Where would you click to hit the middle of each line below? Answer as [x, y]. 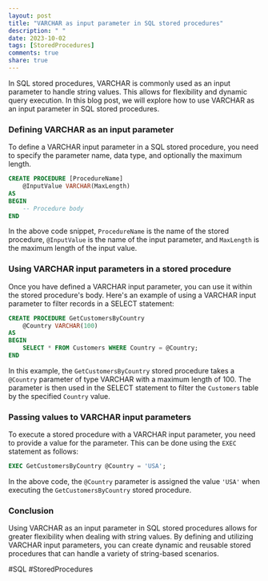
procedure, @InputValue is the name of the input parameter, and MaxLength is [134, 240]
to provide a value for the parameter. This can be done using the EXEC [122, 443]
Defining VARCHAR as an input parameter [91, 129]
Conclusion [31, 511]
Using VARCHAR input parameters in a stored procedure [120, 269]
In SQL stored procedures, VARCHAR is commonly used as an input [119, 83]
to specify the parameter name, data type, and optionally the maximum [125, 155]
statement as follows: [43, 452]
